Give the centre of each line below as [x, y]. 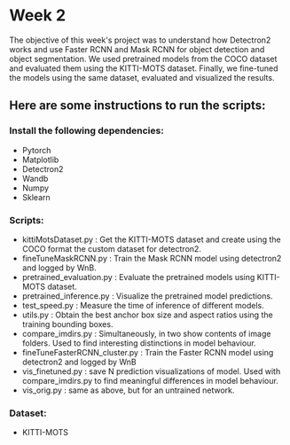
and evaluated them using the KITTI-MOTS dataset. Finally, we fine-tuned [144, 68]
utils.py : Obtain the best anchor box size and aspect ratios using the [147, 315]
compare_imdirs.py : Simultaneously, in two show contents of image [146, 333]
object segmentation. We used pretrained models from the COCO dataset [143, 59]
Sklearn [36, 197]
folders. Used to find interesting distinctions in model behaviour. [139, 343]
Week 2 [38, 16]
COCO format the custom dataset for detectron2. [112, 248]
